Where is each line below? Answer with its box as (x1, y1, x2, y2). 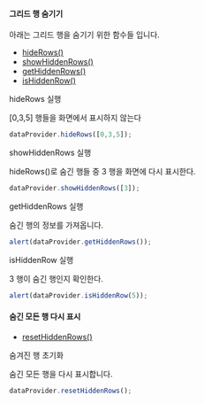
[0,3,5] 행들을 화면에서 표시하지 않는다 (9, 112, 141, 123)
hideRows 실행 (9, 94, 62, 105)
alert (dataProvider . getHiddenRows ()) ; (9, 237, 152, 246)
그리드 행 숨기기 (9, 8, 64, 19)
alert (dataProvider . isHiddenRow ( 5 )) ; (9, 291, 148, 300)
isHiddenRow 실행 (9, 254, 74, 265)
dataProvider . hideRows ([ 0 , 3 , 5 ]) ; (9, 130, 132, 139)
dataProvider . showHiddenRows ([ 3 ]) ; (9, 184, 140, 193)
